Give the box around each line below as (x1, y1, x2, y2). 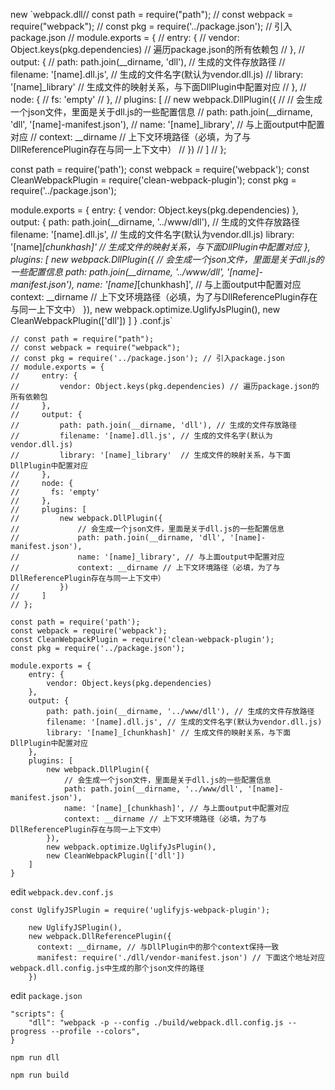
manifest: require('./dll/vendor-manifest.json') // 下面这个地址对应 (36, 953, 326, 963)
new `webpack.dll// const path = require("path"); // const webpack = (10, 9, 294, 20)
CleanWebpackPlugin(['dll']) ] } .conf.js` (10, 315, 173, 326)
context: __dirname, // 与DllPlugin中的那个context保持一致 (36, 942, 280, 952)
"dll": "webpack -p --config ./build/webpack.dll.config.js (28, 1018, 284, 1028)
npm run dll (10, 1053, 60, 1063)
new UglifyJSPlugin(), (28, 923, 123, 933)
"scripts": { (10, 1009, 65, 1019)
